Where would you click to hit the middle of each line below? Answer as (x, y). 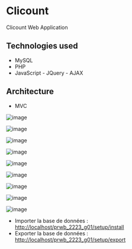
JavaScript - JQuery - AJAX (49, 73)
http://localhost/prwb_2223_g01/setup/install (69, 227)
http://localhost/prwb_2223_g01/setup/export (70, 240)
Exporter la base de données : (51, 233)
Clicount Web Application (37, 27)
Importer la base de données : (51, 221)
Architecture (30, 92)
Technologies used (42, 46)
